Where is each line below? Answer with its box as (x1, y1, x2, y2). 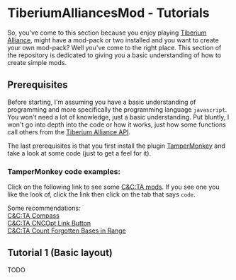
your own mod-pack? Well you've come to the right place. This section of (7, 43, 222, 52)
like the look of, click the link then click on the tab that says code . (7, 190, 196, 199)
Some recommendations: (7, 204, 81, 213)
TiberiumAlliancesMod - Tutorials (7, 5, 210, 21)
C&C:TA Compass (7, 211, 60, 220)
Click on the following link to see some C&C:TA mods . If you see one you (7, 182, 220, 192)
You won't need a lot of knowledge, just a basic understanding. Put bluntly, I (7, 112, 230, 121)
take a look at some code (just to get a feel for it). (7, 148, 151, 157)
